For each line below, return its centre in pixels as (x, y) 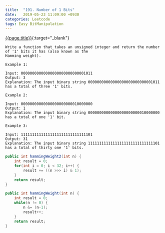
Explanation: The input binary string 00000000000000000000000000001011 (82, 82)
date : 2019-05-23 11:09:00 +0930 (42, 14)
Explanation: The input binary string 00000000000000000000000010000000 (82, 113)
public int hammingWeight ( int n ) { (42, 193)
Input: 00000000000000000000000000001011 (49, 73)
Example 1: (16, 65)
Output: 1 (15, 108)
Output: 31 (16, 139)
